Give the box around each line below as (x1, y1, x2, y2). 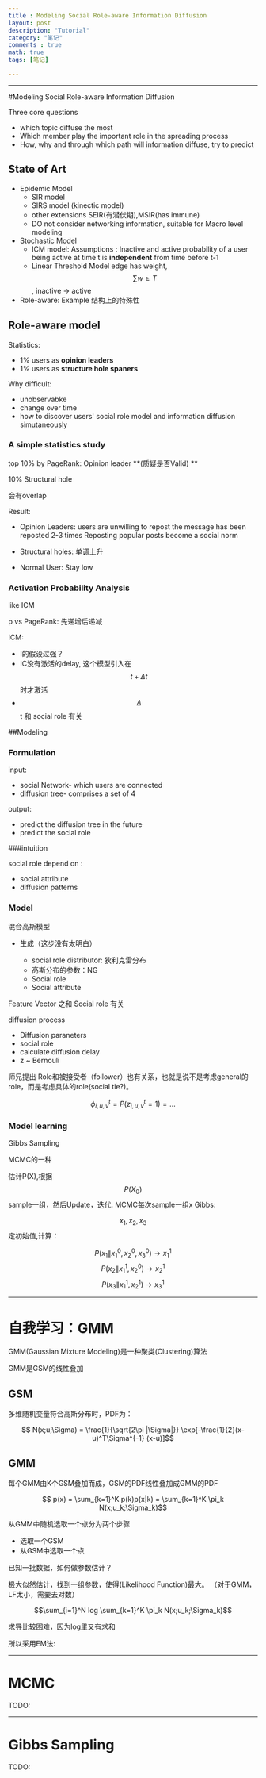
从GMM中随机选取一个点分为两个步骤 (8, 1519, 131, 1528)
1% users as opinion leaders (19, 355, 114, 365)
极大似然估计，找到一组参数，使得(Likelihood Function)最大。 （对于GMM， (8, 1580, 256, 1589)
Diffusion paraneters (19, 1030, 87, 1039)
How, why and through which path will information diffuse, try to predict (19, 140, 254, 149)
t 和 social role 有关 (19, 712, 83, 721)
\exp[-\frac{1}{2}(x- (180, 1425, 245, 1434)
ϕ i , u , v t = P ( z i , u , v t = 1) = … (90, 1097, 176, 1111)
